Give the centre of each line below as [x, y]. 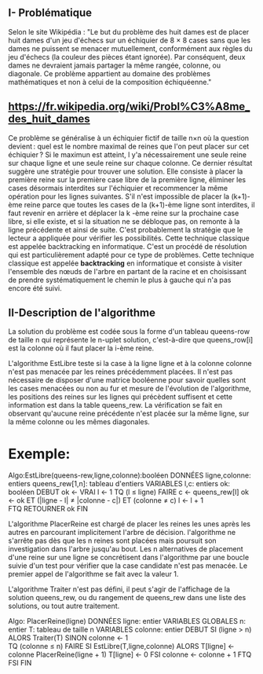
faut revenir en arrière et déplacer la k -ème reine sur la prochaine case [124, 213]
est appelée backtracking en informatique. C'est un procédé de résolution [128, 246]
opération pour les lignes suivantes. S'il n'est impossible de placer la [119, 196]
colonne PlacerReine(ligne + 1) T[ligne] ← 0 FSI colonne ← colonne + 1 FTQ [130, 654]
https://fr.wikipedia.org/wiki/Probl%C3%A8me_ [129, 106]
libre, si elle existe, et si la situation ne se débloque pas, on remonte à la [124, 221]
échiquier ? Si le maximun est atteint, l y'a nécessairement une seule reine [128, 154]
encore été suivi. [35, 288]
